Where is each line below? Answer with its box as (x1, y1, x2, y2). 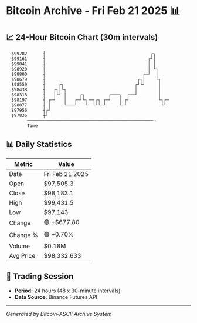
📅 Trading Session (6, 271, 74, 282)
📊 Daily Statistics (6, 139, 72, 149)
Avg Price (9, 251, 36, 259)
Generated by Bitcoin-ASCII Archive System (6, 310, 112, 317)
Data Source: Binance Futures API (14, 293, 98, 300)
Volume (9, 242, 30, 250)
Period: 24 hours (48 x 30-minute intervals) (14, 287, 121, 294)
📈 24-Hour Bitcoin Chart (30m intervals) (6, 32, 158, 42)
